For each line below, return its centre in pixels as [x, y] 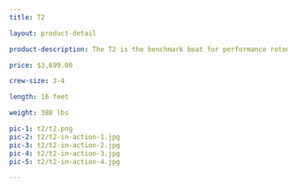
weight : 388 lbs [39, 113]
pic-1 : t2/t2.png [41, 129]
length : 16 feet [39, 97]
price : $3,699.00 [41, 65]
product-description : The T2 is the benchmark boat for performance [138, 49]
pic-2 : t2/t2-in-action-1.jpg [65, 137]
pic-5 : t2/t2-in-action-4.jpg [65, 161]
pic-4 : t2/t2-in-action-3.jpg [65, 153]
